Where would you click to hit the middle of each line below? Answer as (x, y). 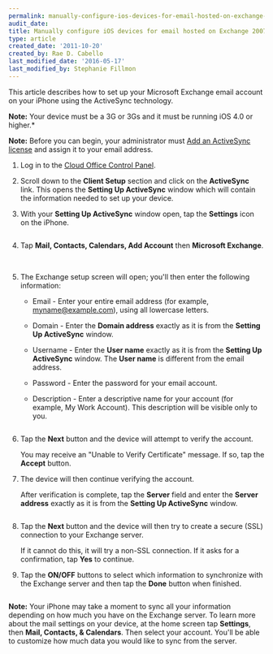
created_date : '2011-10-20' (56, 46)
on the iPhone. (44, 222)
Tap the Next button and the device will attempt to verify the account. (136, 439)
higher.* (22, 125)
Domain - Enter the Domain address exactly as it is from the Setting (146, 325)
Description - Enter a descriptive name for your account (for (133, 398)
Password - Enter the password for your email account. (125, 383)
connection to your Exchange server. (82, 535)
